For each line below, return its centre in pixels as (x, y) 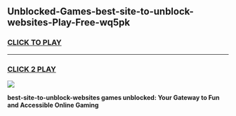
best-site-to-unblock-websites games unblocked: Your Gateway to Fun (113, 97)
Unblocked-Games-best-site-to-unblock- (101, 12)
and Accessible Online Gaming (53, 105)
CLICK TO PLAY (34, 43)
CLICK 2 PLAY (32, 69)
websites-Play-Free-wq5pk (69, 23)
